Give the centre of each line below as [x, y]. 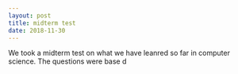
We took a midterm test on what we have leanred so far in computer [119, 53]
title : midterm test [42, 23]
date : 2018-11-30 [37, 30]
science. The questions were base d [67, 61]
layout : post [30, 16]
